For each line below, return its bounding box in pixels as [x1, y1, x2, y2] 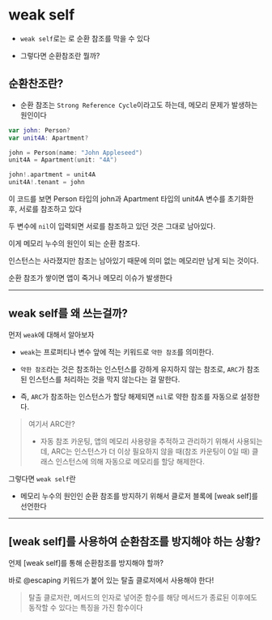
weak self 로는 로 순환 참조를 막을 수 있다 [19, 33, 151, 43]
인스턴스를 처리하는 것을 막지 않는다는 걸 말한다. [28, 374, 181, 384]
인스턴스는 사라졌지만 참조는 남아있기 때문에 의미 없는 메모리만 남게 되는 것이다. [8, 256, 259, 265]
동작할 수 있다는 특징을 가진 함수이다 [28, 602, 143, 612]
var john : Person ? [8, 126, 70, 135]
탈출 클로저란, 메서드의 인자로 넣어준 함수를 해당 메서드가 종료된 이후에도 [28, 592, 257, 602]
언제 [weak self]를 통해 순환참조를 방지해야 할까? [8, 558, 164, 567]
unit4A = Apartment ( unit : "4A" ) [8, 156, 117, 164]
